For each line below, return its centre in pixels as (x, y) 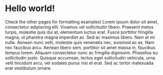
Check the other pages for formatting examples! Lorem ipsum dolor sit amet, (82, 22)
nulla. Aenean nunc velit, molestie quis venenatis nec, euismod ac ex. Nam (80, 42)
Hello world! (30, 8)
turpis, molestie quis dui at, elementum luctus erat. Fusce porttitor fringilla (79, 32)
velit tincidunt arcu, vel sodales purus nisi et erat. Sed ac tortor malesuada (79, 63)
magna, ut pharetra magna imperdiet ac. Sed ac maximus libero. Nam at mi (80, 37)
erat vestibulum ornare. (28, 68)
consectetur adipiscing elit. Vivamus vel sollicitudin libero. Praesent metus (79, 27)
